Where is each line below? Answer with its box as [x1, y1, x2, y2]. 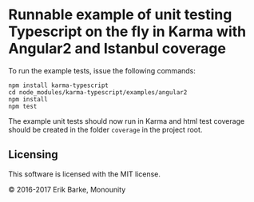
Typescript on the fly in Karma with [8, 22, 246, 41]
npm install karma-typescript [8, 81, 109, 89]
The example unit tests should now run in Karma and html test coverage [8, 116, 245, 125]
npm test [8, 102, 38, 110]
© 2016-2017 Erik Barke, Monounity [8, 184, 126, 194]
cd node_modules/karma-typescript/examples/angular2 [8, 88, 188, 97]
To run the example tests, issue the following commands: [8, 65, 196, 75]
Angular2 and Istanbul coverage [8, 40, 226, 57]
